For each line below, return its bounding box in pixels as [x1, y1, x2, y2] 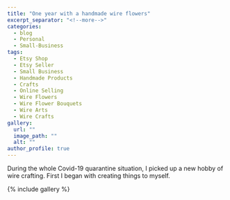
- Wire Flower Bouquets [13, 100, 82, 107]
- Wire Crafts [13, 113, 54, 120]
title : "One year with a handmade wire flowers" [7, 10, 151, 17]
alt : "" [13, 139, 36, 146]
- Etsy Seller [13, 62, 54, 69]
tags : [7, 49, 23, 56]
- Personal [13, 36, 45, 43]
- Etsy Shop [13, 55, 49, 62]
